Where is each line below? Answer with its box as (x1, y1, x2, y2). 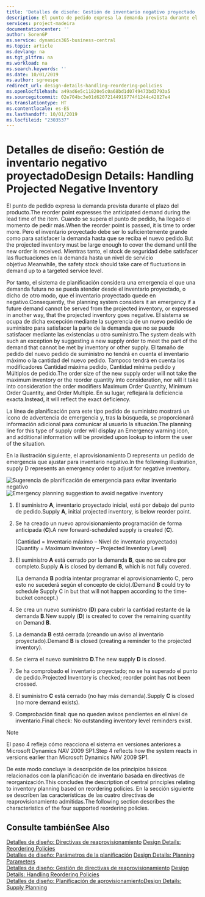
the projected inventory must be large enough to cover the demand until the (6, 241, 197, 249)
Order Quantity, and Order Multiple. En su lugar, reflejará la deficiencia (6, 389, 183, 397)
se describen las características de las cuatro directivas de (6, 791, 154, 799)
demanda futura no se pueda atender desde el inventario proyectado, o (6, 285, 186, 293)
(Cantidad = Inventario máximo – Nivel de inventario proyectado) (15, 538, 178, 545)
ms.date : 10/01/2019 (6, 71, 59, 78)
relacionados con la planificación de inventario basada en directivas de (6, 772, 185, 779)
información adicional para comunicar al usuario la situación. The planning (6, 421, 192, 428)
